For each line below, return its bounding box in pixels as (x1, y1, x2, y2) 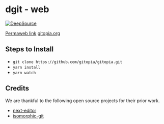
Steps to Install (5, 45, 54, 54)
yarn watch (12, 70, 36, 75)
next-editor (12, 107, 37, 113)
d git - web (5, 4, 49, 15)
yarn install (12, 65, 41, 70)
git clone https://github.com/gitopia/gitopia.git (12, 59, 123, 65)
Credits (5, 84, 30, 92)
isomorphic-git (12, 113, 44, 119)
